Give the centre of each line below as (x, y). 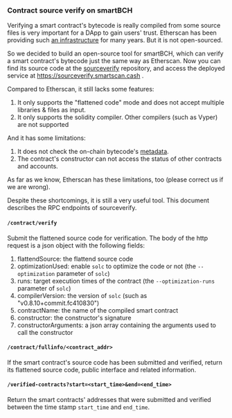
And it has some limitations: (46, 138)
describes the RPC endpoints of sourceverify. (72, 208)
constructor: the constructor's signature (74, 317)
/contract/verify (32, 223)
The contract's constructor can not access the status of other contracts (119, 159)
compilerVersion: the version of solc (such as (82, 295)
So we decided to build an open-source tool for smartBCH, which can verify (115, 53)
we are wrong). (29, 187)
